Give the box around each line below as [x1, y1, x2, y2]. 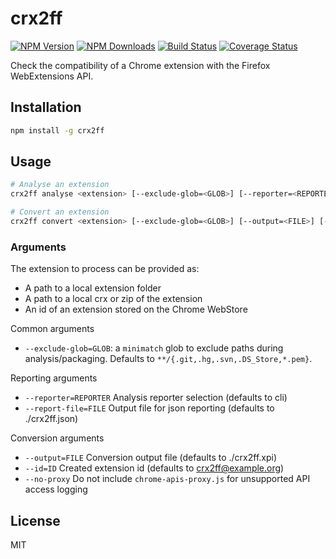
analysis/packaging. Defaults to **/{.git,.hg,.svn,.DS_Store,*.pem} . [24, 353, 313, 365]
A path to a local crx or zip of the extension [24, 293, 203, 305]
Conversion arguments [10, 432, 105, 444]
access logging [24, 483, 88, 496]
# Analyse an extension [10, 180, 110, 190]
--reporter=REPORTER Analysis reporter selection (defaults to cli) [24, 392, 288, 404]
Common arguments [10, 323, 95, 335]
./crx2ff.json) [24, 413, 79, 425]
